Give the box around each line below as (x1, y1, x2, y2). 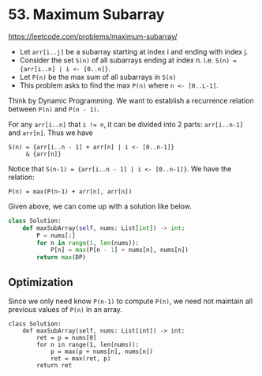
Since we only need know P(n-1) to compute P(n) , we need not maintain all (8, 296, 253, 306)
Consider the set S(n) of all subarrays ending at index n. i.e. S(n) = (19, 55, 237, 65)
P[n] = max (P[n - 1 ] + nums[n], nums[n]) (50, 246, 189, 254)
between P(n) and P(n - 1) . (8, 104, 99, 114)
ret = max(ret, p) (50, 355, 111, 363)
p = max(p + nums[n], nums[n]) (50, 348, 154, 355)
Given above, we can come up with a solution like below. (8, 201, 192, 211)
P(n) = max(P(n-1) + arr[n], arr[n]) (8, 187, 133, 195)
